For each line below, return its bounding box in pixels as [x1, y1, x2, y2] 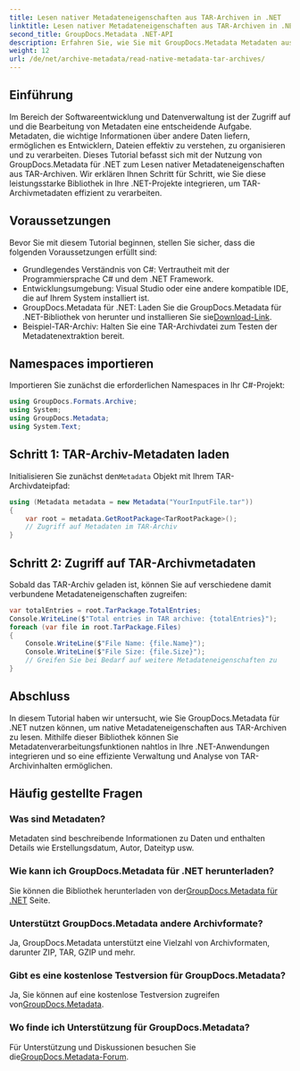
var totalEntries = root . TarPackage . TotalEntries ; [9, 605, 202, 615]
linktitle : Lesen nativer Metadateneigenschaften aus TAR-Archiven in [9, 21, 278, 30]
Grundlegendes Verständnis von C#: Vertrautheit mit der [21, 264, 230, 274]
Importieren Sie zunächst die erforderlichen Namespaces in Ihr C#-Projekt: [9, 380, 286, 391]
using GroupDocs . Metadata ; [9, 414, 110, 423]
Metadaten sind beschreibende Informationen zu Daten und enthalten [9, 833, 266, 844]
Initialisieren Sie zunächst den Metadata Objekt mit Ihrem [9, 470, 214, 481]
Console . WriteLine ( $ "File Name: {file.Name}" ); [25, 639, 205, 648]
